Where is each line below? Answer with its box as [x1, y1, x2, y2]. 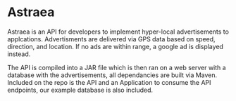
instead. [7, 50, 31, 58]
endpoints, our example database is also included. [7, 86, 154, 94]
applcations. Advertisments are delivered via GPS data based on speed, [7, 34, 216, 43]
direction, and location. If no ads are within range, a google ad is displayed [7, 42, 224, 50]
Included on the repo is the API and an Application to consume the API [7, 78, 211, 86]
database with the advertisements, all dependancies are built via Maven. [7, 71, 218, 79]
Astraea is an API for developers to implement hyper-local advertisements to [7, 27, 229, 36]
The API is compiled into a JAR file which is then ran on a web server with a [7, 63, 227, 72]
